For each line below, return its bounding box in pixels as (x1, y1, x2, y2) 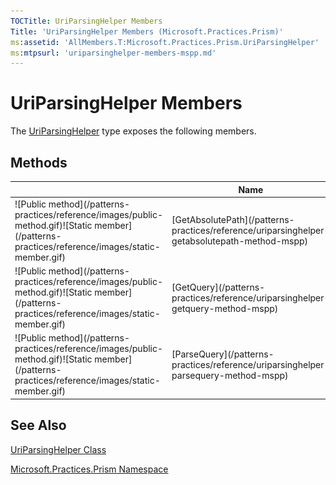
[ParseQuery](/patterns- (171, 348, 275, 360)
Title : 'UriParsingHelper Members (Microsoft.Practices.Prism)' (10, 26, 284, 37)
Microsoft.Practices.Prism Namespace (10, 463, 169, 475)
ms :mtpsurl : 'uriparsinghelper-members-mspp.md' (10, 48, 217, 58)
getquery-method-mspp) (171, 302, 279, 314)
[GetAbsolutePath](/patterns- (171, 214, 295, 226)
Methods (10, 154, 68, 171)
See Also (10, 417, 67, 434)
